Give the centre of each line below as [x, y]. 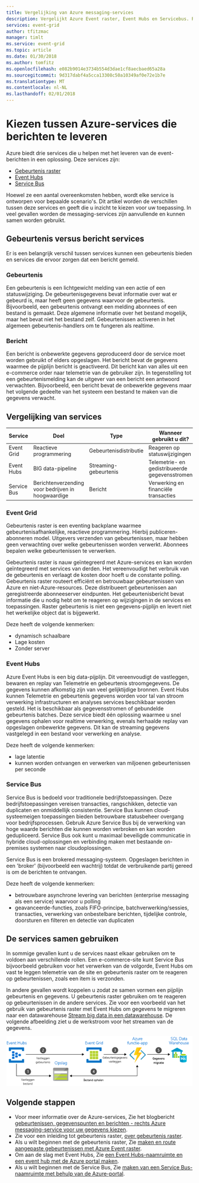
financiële [161, 489]
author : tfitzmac [28, 31]
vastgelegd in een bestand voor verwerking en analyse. [74, 734]
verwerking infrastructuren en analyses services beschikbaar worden [91, 702]
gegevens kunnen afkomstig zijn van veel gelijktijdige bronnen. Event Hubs [98, 689]
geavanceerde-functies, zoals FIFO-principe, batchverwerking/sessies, [102, 908]
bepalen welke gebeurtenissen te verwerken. [61, 551]
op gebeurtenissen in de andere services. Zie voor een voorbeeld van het [96, 1003]
